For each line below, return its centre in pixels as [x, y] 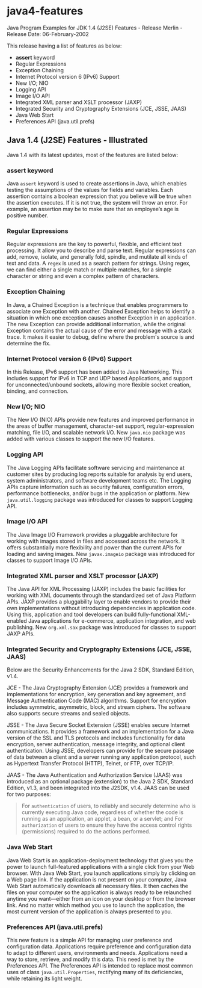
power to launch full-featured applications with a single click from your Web [101, 866]
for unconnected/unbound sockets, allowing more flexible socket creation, [99, 384]
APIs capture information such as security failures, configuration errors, [96, 487]
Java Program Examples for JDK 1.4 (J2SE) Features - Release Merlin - [95, 28]
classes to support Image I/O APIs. [50, 560]
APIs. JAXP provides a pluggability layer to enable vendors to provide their [99, 602]
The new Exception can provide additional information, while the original [96, 324]
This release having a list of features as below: [64, 46]
